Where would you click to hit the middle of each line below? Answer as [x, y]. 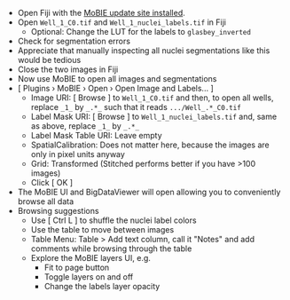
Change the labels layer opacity [102, 286]
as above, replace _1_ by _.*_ [85, 126]
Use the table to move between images [102, 229]
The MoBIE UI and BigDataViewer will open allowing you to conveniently [149, 192]
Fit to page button [77, 267]
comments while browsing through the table [111, 249]
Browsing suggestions [58, 211]
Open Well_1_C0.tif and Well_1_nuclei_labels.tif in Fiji [121, 22]
